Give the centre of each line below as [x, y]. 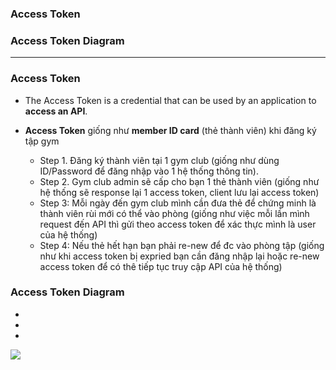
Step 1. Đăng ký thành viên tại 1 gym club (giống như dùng [159, 160]
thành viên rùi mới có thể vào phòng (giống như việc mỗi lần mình [174, 213]
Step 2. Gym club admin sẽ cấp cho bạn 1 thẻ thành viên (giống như [179, 181]
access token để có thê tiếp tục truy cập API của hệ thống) [161, 266]
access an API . [56, 111]
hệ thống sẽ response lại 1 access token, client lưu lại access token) [179, 192]
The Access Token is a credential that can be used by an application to [170, 100]
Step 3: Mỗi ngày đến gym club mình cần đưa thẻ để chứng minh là [178, 203]
